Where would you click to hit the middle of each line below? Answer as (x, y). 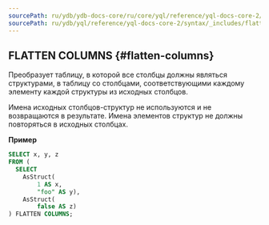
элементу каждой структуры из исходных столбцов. (98, 92)
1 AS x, (50, 184)
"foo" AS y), (59, 192)
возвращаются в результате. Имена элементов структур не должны (126, 116)
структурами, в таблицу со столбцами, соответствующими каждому (126, 83)
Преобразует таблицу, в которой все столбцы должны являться (118, 75)
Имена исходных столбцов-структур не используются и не (110, 107)
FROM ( (19, 162)
